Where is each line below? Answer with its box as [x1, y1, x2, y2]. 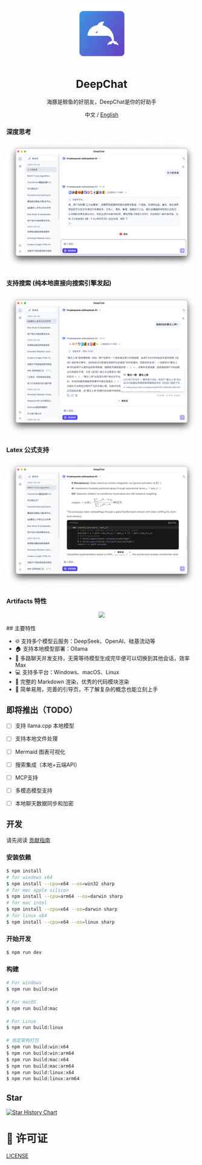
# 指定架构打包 [6, 1038, 39, 1044]
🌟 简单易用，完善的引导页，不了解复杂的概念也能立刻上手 [15, 685, 158, 693]
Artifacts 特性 [6, 597, 47, 605]
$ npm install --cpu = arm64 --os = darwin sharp [6, 893, 123, 899]
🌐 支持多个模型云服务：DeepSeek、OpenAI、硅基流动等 [15, 637, 156, 645]
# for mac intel [6, 900, 47, 906]
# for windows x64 [6, 874, 53, 881]
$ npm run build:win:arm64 [6, 1050, 74, 1056]
